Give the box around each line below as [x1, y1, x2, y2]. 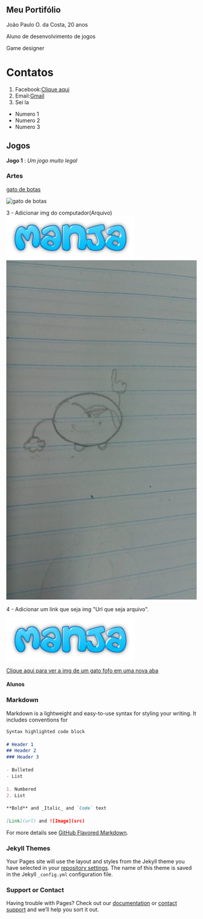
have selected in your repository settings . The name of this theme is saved [6, 864, 192, 872]
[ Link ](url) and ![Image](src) [6, 818, 85, 824]
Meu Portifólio [6, 5, 61, 15]
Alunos [6, 681, 25, 688]
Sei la [14, 98, 29, 105]
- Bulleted [6, 767, 34, 773]
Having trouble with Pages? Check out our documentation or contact [6, 900, 177, 907]
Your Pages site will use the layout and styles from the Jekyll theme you [6, 858, 185, 865]
